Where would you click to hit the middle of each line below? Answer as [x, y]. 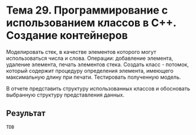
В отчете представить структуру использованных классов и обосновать [98, 88]
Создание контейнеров [67, 36]
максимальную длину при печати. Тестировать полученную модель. [94, 77]
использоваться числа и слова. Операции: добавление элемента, [90, 58]
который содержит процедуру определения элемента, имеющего [90, 70]
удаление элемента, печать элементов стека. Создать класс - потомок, [98, 64]
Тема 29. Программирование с [87, 10]
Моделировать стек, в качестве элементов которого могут [81, 52]
